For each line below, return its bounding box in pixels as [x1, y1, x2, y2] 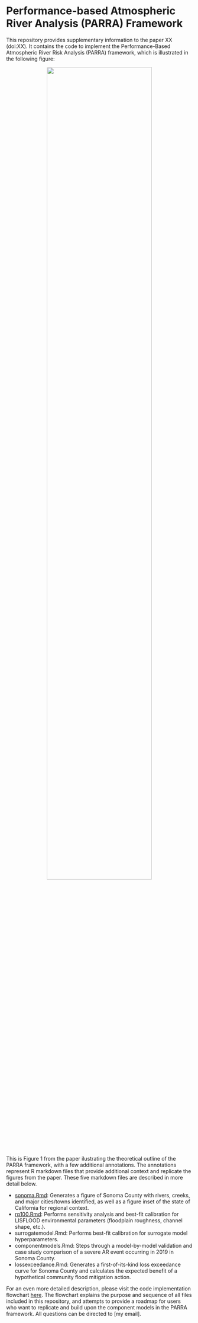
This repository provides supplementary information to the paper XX [6, 36, 173, 43]
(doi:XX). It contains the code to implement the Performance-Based [6, 43, 171, 50]
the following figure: [6, 55, 55, 62]
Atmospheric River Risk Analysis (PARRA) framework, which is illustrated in [6, 49, 189, 56]
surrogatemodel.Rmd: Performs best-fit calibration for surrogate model [14, 1229, 188, 1236]
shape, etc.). [14, 1223, 46, 1230]
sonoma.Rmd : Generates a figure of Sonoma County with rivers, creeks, [14, 1191, 190, 1199]
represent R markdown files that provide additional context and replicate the [6, 1167, 191, 1174]
